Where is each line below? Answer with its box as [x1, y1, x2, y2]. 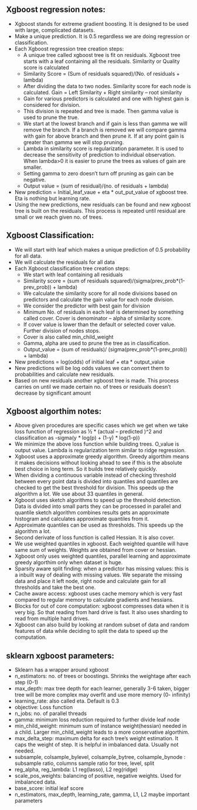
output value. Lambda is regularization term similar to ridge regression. [14, 447, 186, 454]
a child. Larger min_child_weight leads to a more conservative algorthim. [14, 728, 189, 736]
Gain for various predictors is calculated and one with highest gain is [23, 95, 189, 102]
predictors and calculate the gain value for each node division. [23, 296, 175, 303]
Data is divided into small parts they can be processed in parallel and [14, 503, 182, 510]
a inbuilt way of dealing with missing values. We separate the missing [14, 571, 183, 578]
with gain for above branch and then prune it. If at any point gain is [23, 132, 185, 140]
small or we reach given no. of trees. [14, 213, 103, 221]
